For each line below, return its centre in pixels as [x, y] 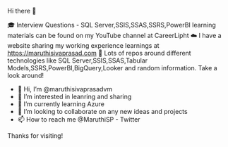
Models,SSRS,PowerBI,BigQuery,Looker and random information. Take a [112, 68]
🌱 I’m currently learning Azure [61, 104]
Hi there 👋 [22, 11]
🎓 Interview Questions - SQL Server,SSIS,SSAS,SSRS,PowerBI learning [112, 25]
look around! [26, 75]
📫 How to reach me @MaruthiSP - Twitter [79, 119]
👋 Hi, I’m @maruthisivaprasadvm [65, 89]
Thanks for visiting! [35, 136]
